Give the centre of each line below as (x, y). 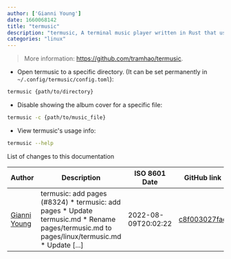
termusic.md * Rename (78, 219)
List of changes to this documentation (61, 156)
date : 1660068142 (32, 20)
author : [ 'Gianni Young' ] (44, 13)
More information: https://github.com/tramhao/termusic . (103, 58)
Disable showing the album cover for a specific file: (90, 105)
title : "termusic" (33, 26)
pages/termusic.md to (76, 227)
